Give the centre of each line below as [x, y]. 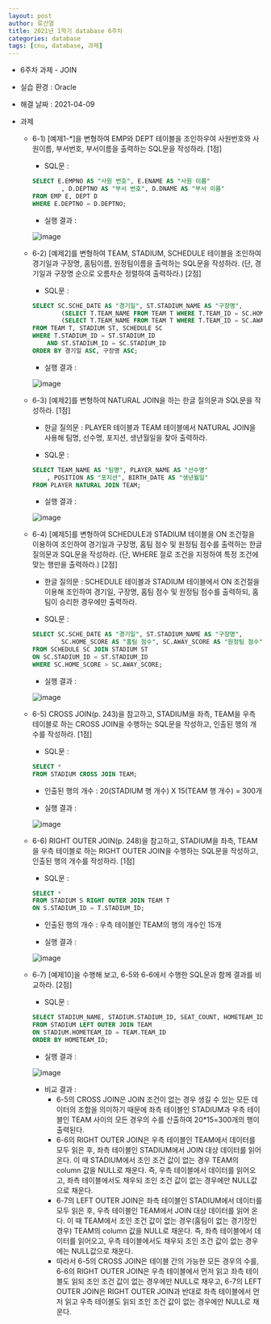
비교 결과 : [60, 1089]
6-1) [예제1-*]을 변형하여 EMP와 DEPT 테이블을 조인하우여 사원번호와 [142, 139]
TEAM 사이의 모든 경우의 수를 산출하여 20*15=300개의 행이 [166, 1119]
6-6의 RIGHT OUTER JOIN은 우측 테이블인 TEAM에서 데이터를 [156, 1140]
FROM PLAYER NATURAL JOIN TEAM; [86, 485]
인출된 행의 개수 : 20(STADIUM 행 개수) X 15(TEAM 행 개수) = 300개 [153, 791]
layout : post [30, 16]
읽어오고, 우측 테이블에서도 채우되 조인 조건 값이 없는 [161, 1241]
